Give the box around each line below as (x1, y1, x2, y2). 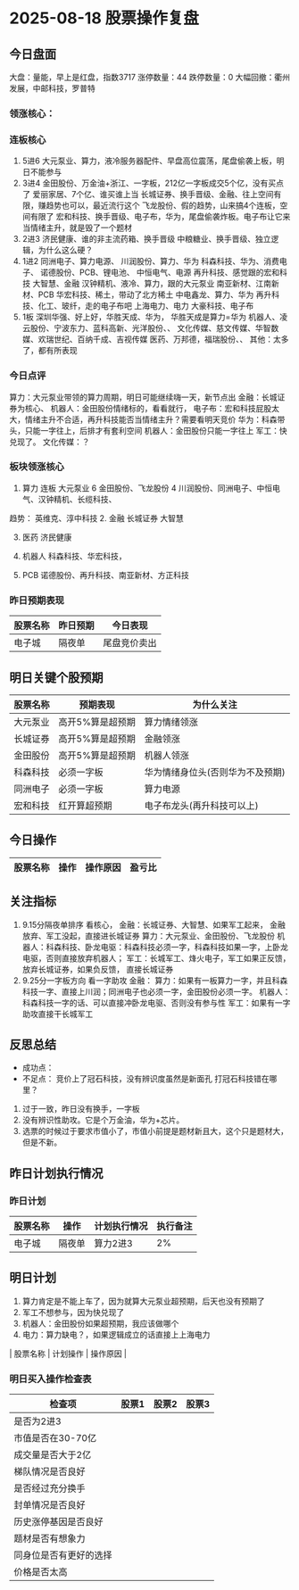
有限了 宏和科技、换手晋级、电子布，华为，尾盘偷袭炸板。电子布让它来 (29, 211, 291, 222)
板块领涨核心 (9, 460, 65, 473)
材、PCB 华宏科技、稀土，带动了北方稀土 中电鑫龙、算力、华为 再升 (21, 289, 272, 300)
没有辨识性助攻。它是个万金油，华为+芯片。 (21, 1114, 185, 1125)
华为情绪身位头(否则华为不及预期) (144, 766, 286, 778)
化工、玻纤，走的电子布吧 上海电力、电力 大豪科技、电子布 (37, 301, 254, 311)
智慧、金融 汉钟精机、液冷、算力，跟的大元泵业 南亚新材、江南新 (39, 278, 279, 289)
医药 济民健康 (21, 532, 72, 542)
